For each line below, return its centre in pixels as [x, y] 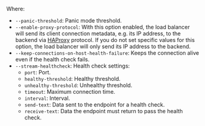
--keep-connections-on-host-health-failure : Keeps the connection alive [107, 53]
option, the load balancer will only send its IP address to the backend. [103, 46]
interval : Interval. [47, 98]
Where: [16, 9]
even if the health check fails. [52, 59]
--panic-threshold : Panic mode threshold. [69, 20]
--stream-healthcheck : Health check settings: [73, 66]
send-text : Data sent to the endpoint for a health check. [95, 105]
